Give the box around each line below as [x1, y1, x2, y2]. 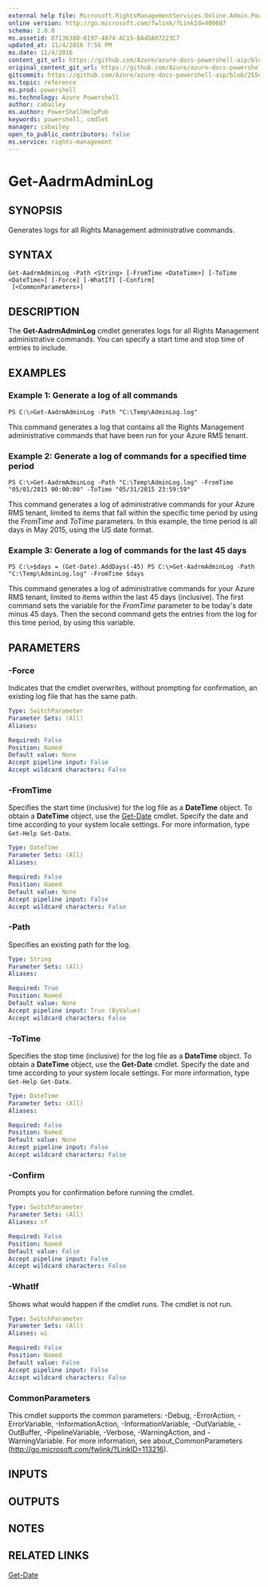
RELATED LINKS [8, 1549, 89, 1562]
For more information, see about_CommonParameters [66, 1435, 243, 1445]
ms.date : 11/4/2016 [8, 49, 73, 57]
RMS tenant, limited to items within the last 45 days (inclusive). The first [8, 592, 244, 602]
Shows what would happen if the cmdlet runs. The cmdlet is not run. [8, 1299, 233, 1309]
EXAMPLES [8, 366, 66, 380]
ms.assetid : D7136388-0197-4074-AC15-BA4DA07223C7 [8, 34, 180, 42]
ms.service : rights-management [8, 137, 112, 146]
